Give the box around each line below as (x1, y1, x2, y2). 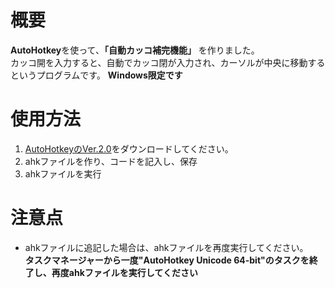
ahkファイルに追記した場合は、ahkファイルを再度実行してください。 (24, 241, 309, 253)
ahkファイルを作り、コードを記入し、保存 (24, 155, 198, 167)
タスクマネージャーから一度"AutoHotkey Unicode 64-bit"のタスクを (24, 254, 310, 266)
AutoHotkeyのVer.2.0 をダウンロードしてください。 (24, 142, 234, 155)
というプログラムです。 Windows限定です (10, 69, 183, 81)
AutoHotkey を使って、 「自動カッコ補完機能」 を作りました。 (10, 44, 260, 56)
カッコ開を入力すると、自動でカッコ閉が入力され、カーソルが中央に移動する (10, 56, 326, 68)
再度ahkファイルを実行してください (51, 266, 198, 278)
